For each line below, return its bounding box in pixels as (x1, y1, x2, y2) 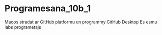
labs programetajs (4, 24, 41, 30)
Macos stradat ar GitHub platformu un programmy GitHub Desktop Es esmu (4, 19, 158, 25)
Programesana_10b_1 (4, 3, 91, 14)
